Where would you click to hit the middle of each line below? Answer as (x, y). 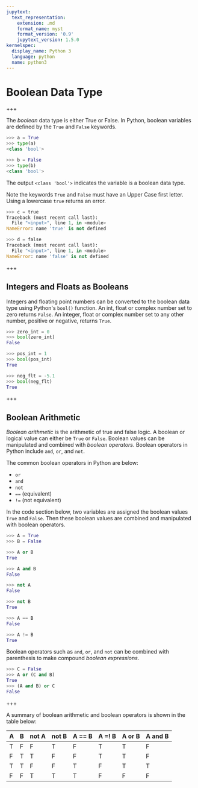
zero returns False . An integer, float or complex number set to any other (95, 314)
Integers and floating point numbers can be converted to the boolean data (98, 301)
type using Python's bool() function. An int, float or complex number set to (99, 307)
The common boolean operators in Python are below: (72, 463)
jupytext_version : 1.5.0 (48, 40)
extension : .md (36, 23)
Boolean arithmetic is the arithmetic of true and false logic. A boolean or (96, 432)
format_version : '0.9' (45, 34)
